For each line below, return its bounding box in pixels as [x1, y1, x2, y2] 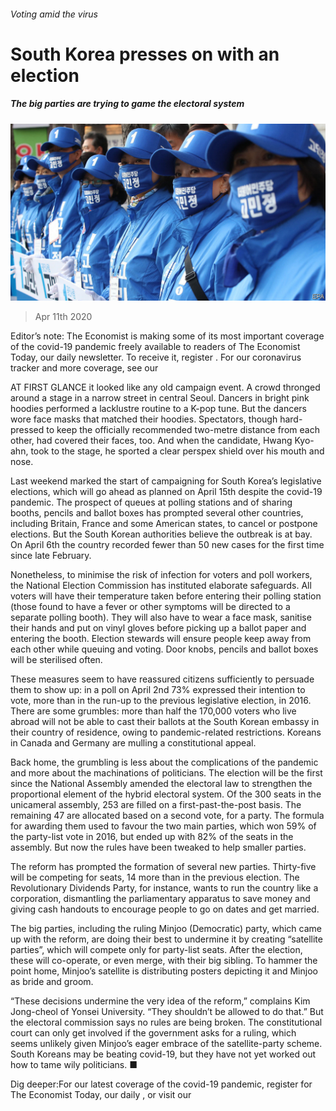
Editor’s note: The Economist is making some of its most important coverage [10, 330, 325, 342]
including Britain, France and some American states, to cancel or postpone [10, 518, 318, 530]
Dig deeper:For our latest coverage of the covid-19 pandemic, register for [10, 1078, 313, 1090]
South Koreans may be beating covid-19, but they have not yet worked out [10, 1048, 317, 1060]
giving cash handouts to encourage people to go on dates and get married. [10, 903, 320, 915]
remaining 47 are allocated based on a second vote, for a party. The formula [10, 810, 325, 822]
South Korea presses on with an [10, 43, 280, 65]
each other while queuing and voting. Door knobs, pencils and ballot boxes [10, 643, 319, 655]
